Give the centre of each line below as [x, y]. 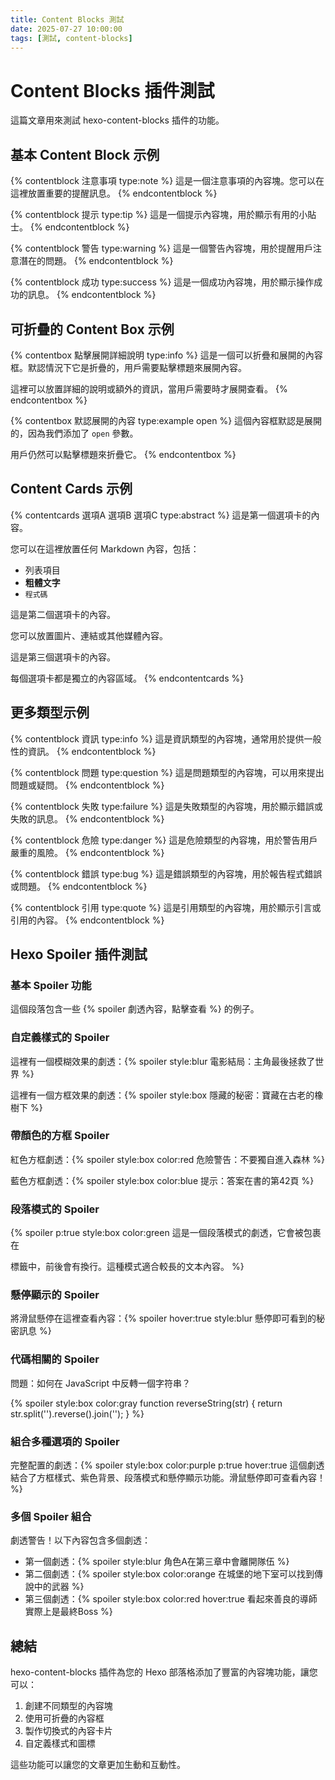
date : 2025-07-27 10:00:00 [66, 29]
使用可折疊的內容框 [64, 1718]
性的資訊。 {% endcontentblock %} [83, 751]
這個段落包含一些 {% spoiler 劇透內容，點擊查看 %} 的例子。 [135, 1009]
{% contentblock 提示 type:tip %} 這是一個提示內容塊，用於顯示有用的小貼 [163, 215]
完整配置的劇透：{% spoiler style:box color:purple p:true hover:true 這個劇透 [167, 1465]
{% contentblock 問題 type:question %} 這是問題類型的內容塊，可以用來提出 [167, 772]
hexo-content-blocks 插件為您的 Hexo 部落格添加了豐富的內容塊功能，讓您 [164, 1672]
